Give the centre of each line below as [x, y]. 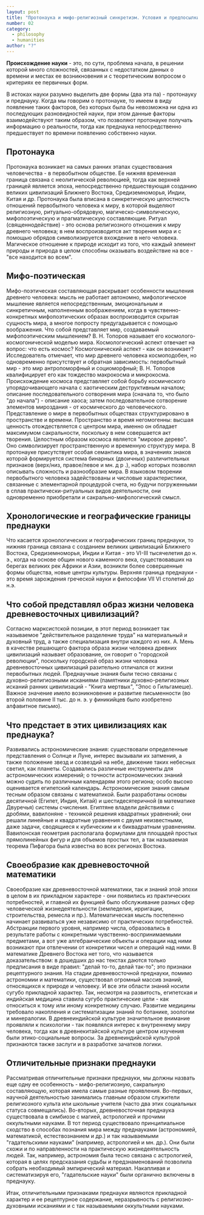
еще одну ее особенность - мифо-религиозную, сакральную [86, 1084]
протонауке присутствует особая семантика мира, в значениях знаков [99, 452]
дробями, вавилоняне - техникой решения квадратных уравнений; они [99, 814]
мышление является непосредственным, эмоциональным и [84, 304]
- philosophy [28, 35]
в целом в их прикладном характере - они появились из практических [98, 896]
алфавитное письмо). [34, 706]
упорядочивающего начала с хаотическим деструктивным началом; [96, 387]
